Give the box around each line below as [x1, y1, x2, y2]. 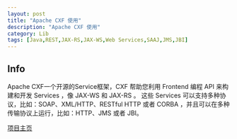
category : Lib [7, 30, 50, 37]
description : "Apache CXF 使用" [7, 23, 100, 30]
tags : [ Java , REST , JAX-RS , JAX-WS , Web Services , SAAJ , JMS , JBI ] [7, 37, 189, 44]
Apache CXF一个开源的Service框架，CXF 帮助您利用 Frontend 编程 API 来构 [7, 82, 229, 90]
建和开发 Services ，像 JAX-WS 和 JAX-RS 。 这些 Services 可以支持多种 [7, 91, 221, 99]
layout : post [7, 10, 46, 18]
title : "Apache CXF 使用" [7, 17, 81, 24]
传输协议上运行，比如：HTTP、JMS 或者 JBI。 [7, 109, 143, 117]
